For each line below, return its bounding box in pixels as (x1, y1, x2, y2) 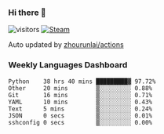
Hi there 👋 (8, 7, 47, 18)
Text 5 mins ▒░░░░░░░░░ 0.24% (8, 105, 153, 113)
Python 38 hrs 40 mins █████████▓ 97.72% (8, 78, 156, 85)
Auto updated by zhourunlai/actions (8, 40, 124, 49)
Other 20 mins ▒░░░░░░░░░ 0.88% (8, 84, 153, 92)
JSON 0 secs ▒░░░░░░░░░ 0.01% (8, 111, 153, 120)
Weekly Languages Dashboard (8, 60, 128, 71)
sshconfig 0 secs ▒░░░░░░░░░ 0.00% (8, 118, 153, 126)
